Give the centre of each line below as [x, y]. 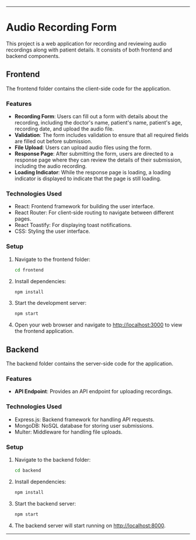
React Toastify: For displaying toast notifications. [73, 225]
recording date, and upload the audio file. [64, 129]
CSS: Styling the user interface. [52, 231]
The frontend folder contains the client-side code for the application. [88, 88]
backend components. [33, 56]
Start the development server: [50, 303]
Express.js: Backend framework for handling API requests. [84, 419]
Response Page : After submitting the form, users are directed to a [94, 154]
